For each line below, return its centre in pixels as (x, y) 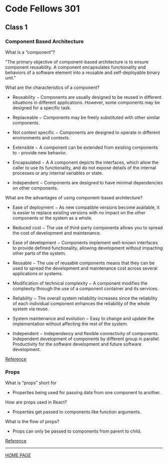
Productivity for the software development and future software (77, 344)
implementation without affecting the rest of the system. (70, 324)
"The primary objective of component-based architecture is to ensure (77, 62)
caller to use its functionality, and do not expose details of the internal (84, 167)
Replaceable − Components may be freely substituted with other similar (86, 117)
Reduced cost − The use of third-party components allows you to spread (87, 227)
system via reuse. (30, 309)
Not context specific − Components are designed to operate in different (86, 132)
